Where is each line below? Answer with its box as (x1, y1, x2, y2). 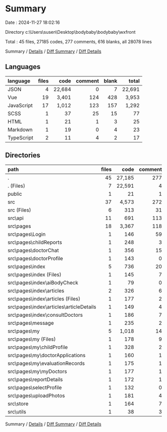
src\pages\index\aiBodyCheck (7, 279, 79, 286)
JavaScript (7, 102, 33, 109)
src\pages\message (7, 319, 54, 326)
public (7, 190, 22, 197)
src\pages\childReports (7, 239, 62, 246)
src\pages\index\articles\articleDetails (7, 303, 96, 310)
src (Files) (7, 207, 31, 214)
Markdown (7, 126, 33, 133)
